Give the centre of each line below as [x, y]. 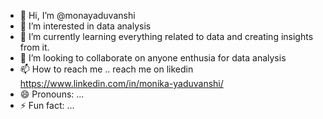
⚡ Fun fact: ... [47, 105]
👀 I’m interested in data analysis [85, 26]
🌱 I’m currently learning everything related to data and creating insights [166, 36]
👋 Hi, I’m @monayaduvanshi [77, 15]
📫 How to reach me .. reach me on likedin [106, 69]
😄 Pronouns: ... [52, 94]
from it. [34, 47]
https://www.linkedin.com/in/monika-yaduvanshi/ [121, 83]
